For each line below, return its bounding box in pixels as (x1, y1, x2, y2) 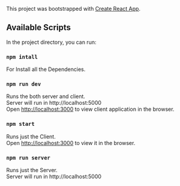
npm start (6, 120, 35, 128)
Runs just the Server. (6, 167, 58, 173)
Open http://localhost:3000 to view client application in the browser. (6, 105, 175, 113)
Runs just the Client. (6, 132, 56, 140)
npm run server (6, 154, 51, 161)
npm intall (6, 54, 38, 60)
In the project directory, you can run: (6, 39, 97, 46)
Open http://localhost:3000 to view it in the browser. (6, 139, 136, 146)
